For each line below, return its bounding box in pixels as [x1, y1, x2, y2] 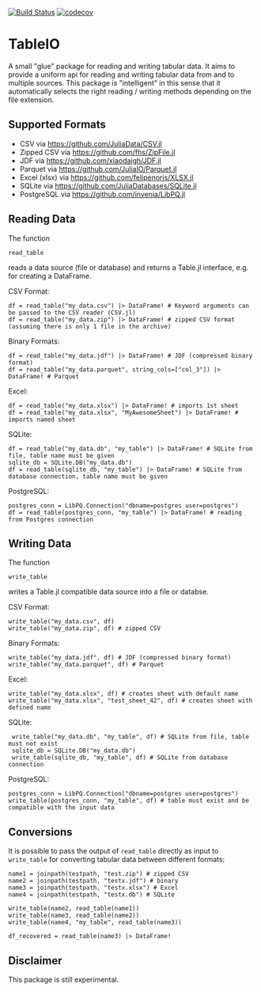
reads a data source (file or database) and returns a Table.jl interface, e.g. [8, 262, 249, 272]
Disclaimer [8, 954, 62, 967]
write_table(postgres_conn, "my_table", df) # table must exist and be [8, 796, 249, 805]
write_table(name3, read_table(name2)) [8, 911, 140, 920]
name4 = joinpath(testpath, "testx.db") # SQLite [8, 891, 176, 899]
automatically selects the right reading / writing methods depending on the [8, 86, 252, 96]
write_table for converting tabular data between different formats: [8, 855, 225, 865]
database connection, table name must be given [8, 472, 168, 481]
